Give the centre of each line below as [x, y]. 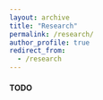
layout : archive [39, 17]
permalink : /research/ [51, 34]
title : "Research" [43, 26]
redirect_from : [38, 51]
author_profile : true [50, 42]
